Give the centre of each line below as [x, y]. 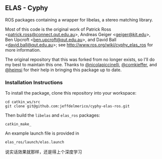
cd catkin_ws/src [23, 102]
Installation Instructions [34, 82]
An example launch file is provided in [42, 133]
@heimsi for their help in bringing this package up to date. [63, 70]
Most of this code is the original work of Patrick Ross [58, 29]
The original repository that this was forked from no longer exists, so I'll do [80, 59]
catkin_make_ [18, 124]
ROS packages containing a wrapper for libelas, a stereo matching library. [79, 20]
